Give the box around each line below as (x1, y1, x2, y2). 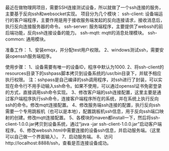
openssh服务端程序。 (9, 53, 55, 59)
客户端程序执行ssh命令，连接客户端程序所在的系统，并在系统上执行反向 (9, 96, 159, 101)
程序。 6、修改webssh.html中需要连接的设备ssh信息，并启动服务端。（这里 (5, 127, 161, 133)
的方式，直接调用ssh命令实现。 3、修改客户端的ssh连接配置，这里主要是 (5, 89, 157, 95)
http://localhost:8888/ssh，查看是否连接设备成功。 (5, 140, 111, 146)
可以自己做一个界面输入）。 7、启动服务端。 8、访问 (5, 134, 113, 139)
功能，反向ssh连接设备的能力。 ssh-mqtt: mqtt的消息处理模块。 (14, 30, 147, 35)
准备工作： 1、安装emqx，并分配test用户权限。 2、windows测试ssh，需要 (5, 47, 160, 53)
